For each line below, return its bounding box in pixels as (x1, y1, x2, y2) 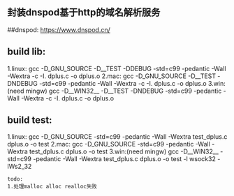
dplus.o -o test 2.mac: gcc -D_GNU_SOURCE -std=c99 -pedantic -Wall (7, 140, 211, 149)
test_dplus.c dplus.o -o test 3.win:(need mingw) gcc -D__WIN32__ (29, 147, 219, 156)
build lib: (7, 46, 46, 58)
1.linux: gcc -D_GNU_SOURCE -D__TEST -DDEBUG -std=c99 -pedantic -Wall (7, 64, 226, 73)
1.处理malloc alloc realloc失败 (7, 183, 98, 190)
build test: (7, 114, 52, 126)
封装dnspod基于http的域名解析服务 (7, 6, 161, 19)
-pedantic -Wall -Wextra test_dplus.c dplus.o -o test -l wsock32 (32, 155, 217, 163)
